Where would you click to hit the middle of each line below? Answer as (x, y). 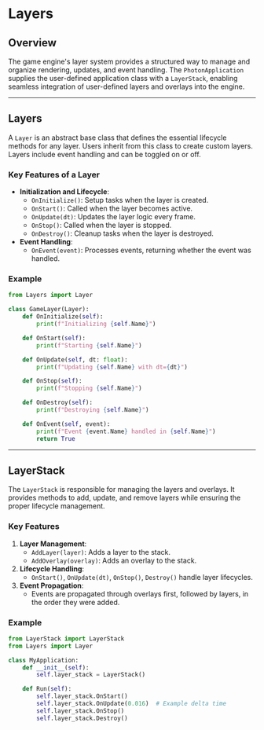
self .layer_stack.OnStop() (81, 711)
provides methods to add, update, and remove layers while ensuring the (125, 498)
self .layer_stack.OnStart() (82, 696)
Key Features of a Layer (54, 174)
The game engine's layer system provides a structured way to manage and (129, 61)
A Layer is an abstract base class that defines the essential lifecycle (117, 138)
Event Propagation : (51, 585)
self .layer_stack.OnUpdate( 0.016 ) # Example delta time (131, 704)
